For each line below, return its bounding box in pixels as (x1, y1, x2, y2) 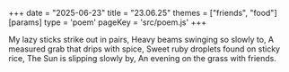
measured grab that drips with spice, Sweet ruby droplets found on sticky (8, 44, 280, 54)
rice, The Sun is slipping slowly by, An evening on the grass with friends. (8, 53, 277, 63)
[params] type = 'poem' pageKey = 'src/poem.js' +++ (8, 17, 207, 28)
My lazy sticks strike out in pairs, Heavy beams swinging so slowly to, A (8, 35, 275, 44)
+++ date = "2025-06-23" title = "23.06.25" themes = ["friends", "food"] (8, 8, 277, 18)
